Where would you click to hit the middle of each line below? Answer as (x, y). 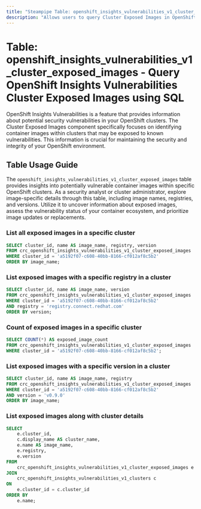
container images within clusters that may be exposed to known (85, 133)
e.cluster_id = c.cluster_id (53, 490)
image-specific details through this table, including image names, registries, (100, 199)
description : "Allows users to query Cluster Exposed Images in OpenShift (101, 17)
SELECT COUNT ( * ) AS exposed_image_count (57, 340)
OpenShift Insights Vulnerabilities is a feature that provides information (93, 114)
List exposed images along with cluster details (75, 416)
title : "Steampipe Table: (38, 12)
